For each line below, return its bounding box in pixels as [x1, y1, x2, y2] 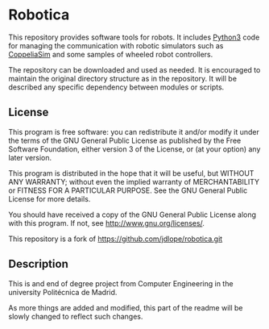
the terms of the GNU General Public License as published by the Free [8, 135, 242, 145]
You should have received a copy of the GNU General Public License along [8, 210, 256, 219]
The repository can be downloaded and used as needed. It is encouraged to [8, 65, 261, 74]
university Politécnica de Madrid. [8, 287, 118, 297]
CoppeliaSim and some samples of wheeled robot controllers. [8, 49, 213, 59]
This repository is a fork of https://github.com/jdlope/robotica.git [8, 234, 223, 244]
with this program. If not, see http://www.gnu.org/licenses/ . [8, 218, 205, 227]
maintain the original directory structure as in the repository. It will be [8, 73, 238, 83]
